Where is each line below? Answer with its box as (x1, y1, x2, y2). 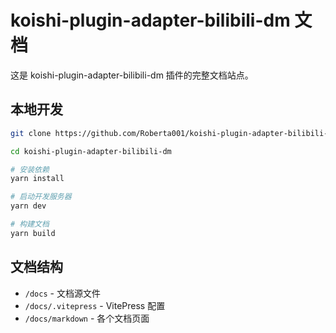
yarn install (10, 174, 65, 184)
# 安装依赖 (10, 164, 50, 175)
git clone (10, 128, 52, 138)
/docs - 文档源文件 (24, 287, 101, 299)
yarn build (10, 228, 56, 238)
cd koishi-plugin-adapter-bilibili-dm (10, 146, 172, 156)
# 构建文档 (10, 219, 50, 229)
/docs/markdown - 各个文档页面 (24, 312, 150, 324)
